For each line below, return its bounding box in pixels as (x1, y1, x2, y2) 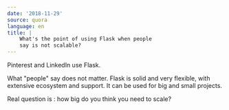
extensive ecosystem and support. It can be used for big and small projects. (7, 82, 222, 89)
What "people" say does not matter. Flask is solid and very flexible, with (7, 74, 210, 82)
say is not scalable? (19, 42, 81, 49)
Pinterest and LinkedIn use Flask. (7, 61, 101, 69)
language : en (7, 23, 45, 30)
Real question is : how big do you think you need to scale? (7, 95, 172, 103)
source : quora (7, 16, 48, 23)
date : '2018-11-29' (7, 10, 63, 17)
